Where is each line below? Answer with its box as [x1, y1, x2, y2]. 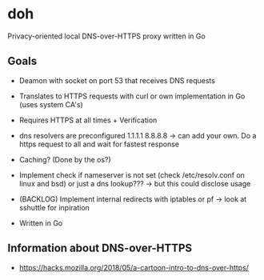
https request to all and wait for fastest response [18, 139, 179, 149]
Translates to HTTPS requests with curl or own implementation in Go [18, 91, 246, 101]
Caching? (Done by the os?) [18, 154, 111, 164]
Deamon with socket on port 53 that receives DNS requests [18, 75, 215, 85]
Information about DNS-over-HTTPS [7, 242, 193, 255]
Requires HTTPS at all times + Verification [18, 115, 158, 125]
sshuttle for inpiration [18, 202, 90, 212]
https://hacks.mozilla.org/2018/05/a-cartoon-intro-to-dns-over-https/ [18, 262, 250, 272]
